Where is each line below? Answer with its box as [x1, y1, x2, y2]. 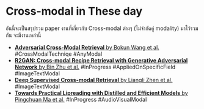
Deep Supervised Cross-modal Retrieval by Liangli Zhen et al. [14, 76, 173, 83]
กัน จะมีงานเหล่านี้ [5, 31, 42, 39]
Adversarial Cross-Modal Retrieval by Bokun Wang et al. [14, 43, 159, 51]
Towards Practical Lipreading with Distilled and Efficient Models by [14, 89, 188, 96]
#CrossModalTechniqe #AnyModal [14, 50, 103, 58]
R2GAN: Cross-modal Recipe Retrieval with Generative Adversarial [14, 56, 188, 64]
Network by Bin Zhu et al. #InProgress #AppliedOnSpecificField [14, 63, 175, 70]
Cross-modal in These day [5, 4, 143, 18]
